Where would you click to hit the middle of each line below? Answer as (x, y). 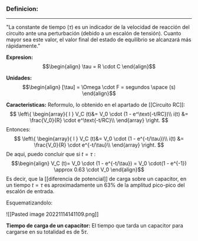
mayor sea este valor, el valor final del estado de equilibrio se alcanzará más (99, 39)
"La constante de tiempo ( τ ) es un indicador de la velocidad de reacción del (98, 27)
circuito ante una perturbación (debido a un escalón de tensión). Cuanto (94, 34)
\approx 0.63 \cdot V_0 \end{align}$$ (99, 170)
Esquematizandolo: (29, 203)
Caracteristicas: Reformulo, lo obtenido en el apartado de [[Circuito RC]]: (96, 105)
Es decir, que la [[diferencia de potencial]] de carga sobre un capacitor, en (96, 179)
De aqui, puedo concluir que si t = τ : (51, 154)
